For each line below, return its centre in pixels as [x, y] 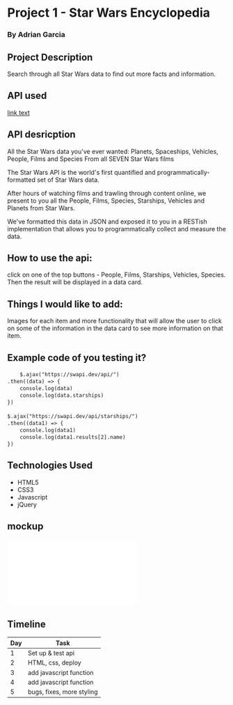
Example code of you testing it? [77, 358]
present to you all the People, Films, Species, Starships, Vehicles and [106, 201]
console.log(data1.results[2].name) [73, 437]
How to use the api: [50, 258]
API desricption [41, 135]
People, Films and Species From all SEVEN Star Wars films [91, 159]
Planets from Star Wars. [41, 208]
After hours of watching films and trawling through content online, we [107, 193]
